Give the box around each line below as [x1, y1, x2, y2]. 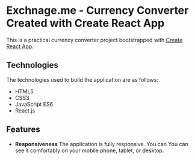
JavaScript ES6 [14, 100, 54, 108]
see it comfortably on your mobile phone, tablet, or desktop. [14, 147, 164, 154]
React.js [14, 106, 36, 114]
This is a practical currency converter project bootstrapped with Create [6, 36, 183, 43]
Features [6, 125, 40, 135]
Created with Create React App [6, 16, 165, 30]
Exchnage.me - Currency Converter [6, 4, 189, 17]
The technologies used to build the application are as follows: [6, 76, 158, 83]
